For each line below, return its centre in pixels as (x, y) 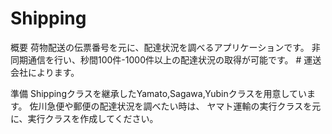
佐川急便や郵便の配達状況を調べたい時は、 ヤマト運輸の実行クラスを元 (175, 106)
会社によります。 (45, 72)
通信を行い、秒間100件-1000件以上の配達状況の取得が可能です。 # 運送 (174, 59)
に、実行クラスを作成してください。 (84, 118)
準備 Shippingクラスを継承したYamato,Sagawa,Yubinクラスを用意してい (159, 93)
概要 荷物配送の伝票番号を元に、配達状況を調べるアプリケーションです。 (160, 47)
